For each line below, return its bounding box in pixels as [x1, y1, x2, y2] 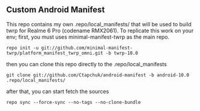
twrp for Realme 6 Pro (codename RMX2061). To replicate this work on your [6, 27, 194, 34]
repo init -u [6, 45, 39, 51]
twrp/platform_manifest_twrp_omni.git [6, 50, 103, 56]
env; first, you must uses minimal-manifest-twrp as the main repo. [6, 33, 170, 41]
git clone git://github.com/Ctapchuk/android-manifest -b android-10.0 [6, 72, 189, 78]
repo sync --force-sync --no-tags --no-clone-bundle [6, 99, 141, 105]
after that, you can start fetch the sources [6, 88, 109, 95]
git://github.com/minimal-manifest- [41, 45, 133, 51]
